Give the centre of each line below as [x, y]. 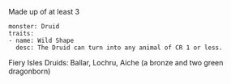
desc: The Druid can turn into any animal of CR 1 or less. [119, 48]
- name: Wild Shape [41, 40]
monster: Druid [34, 27]
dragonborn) [30, 71]
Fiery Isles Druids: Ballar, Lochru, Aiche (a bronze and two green [116, 63]
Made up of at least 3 [44, 12]
